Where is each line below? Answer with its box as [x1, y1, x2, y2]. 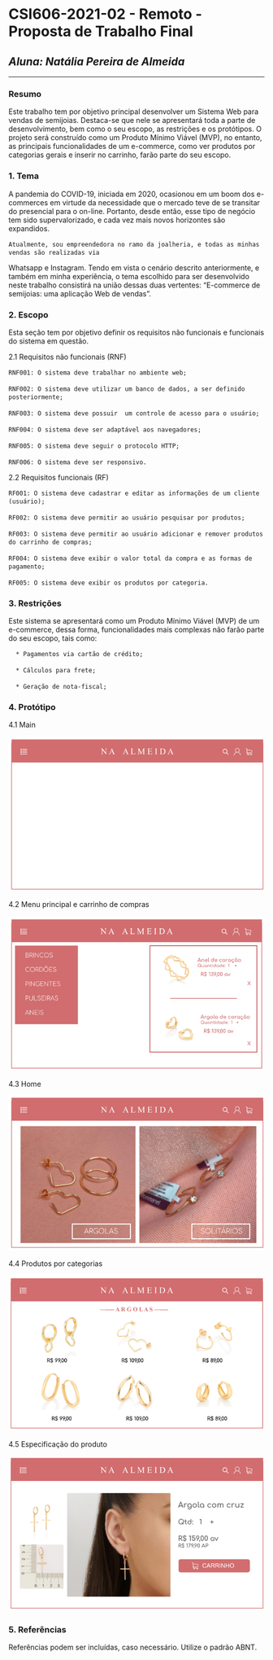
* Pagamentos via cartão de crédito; [15, 650, 144, 659]
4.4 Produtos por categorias [8, 1259, 103, 1268]
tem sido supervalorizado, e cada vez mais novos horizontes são [8, 215, 226, 225]
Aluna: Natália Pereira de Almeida [8, 55, 185, 68]
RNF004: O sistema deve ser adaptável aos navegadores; [8, 425, 201, 434]
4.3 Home [8, 1080, 42, 1089]
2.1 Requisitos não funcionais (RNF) [8, 352, 128, 361]
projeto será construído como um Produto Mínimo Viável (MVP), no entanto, [8, 133, 262, 142]
